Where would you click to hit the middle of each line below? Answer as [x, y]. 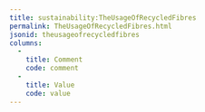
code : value [48, 93]
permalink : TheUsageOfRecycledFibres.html [91, 26]
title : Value [50, 85]
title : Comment [54, 60]
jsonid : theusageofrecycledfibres [75, 34]
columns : [26, 43]
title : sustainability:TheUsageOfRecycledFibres [103, 18]
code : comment [52, 69]
